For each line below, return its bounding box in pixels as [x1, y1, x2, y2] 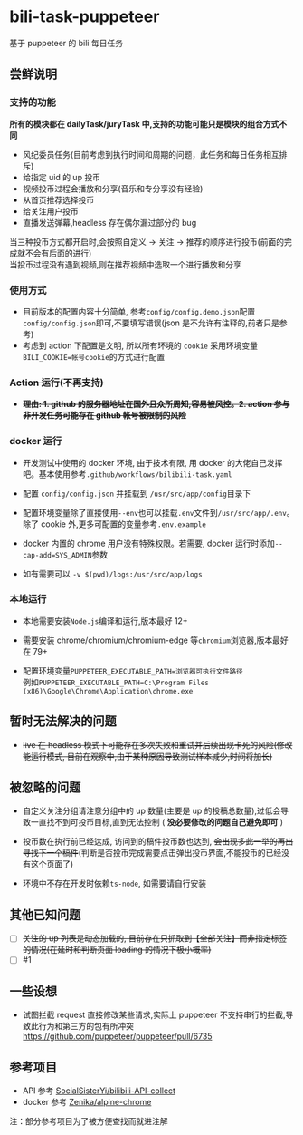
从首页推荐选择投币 [22, 194, 95, 205]
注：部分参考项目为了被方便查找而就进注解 [9, 1116, 168, 1126]
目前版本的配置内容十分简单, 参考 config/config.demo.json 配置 [22, 306, 256, 316]
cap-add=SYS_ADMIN [22, 550, 92, 559]
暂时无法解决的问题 [9, 713, 117, 729]
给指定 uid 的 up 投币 [22, 171, 101, 182]
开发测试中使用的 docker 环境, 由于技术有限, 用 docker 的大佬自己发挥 [22, 457, 283, 468]
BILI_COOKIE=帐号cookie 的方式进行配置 [22, 351, 166, 362]
